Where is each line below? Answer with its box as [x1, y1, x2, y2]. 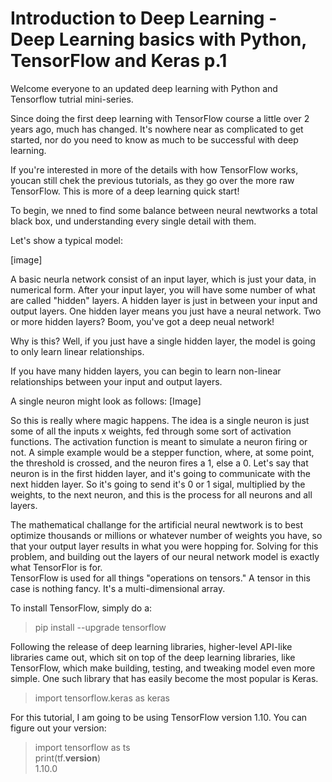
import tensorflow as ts [34, 741, 131, 753]
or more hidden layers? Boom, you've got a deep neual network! [10, 315, 275, 327]
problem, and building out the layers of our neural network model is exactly [10, 550, 320, 562]
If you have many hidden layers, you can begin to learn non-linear [10, 365, 282, 377]
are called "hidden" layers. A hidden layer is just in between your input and [10, 294, 318, 306]
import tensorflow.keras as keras [34, 692, 170, 704]
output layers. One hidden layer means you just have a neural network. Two [10, 305, 322, 317]
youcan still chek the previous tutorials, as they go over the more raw [10, 174, 295, 186]
